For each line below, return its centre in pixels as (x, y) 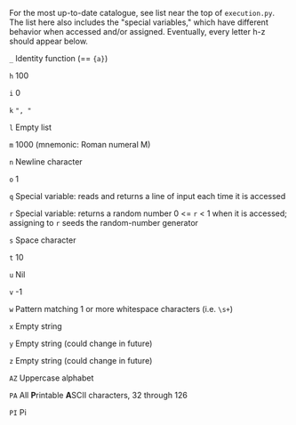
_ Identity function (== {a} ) (59, 58)
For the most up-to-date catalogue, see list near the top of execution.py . (142, 13)
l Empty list (30, 127)
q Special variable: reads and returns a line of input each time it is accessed (148, 196)
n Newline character (46, 162)
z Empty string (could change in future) (81, 361)
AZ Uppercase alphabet (52, 378)
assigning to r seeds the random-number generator (104, 223)
